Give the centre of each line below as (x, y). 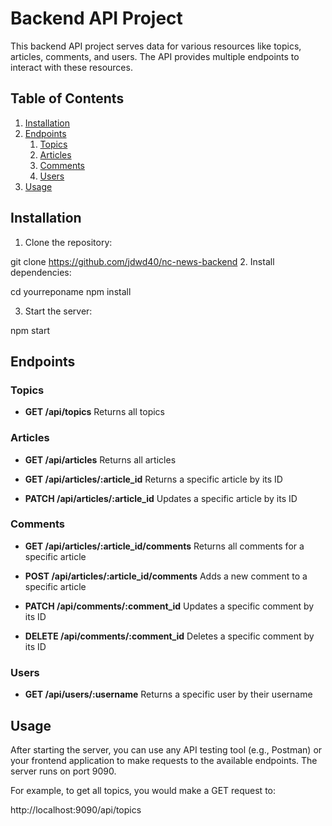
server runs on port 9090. (63, 771)
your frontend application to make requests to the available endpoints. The (164, 760)
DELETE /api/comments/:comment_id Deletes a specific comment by (169, 636)
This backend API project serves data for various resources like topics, (156, 46)
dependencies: (41, 272)
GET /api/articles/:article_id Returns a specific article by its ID (153, 479)
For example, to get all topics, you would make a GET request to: (143, 790)
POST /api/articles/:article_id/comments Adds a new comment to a (166, 576)
